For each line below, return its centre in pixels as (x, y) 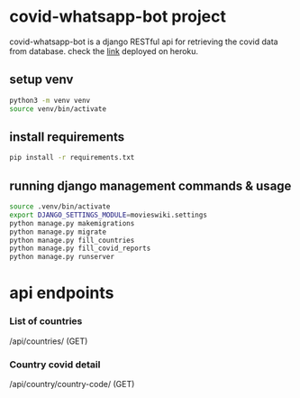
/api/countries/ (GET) (49, 341)
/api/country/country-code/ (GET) (72, 384)
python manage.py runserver (62, 257)
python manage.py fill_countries (72, 240)
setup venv (41, 80)
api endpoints (62, 293)
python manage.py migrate (58, 232)
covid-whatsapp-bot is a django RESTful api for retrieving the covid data (144, 42)
